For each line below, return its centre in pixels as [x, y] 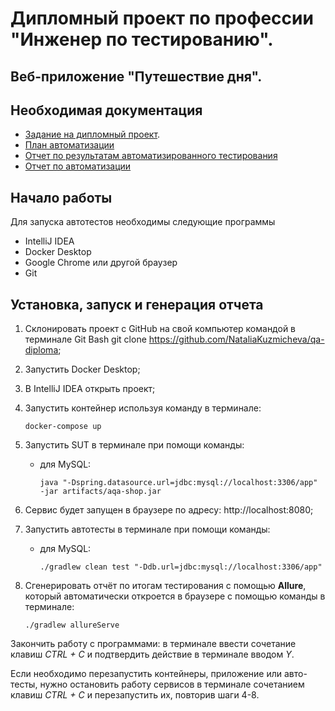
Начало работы [61, 197]
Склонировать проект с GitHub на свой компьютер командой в [160, 329]
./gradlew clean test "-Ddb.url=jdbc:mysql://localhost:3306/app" [181, 567]
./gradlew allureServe [72, 625]
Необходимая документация [106, 110]
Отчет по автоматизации [78, 166]
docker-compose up [63, 427]
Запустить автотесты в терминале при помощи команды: [147, 529]
